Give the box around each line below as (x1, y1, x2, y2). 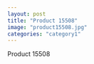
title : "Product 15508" (7, 17, 78, 24)
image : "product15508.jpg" (7, 23, 88, 31)
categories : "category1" (7, 30, 81, 38)
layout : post (7, 10, 46, 18)
